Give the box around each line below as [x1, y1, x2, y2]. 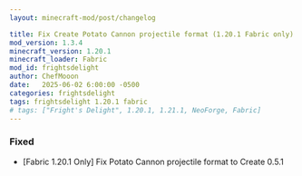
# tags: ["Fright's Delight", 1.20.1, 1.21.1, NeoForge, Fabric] [9, 105, 261, 114]
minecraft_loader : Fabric [9, 55, 107, 64]
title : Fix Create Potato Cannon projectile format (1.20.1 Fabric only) [9, 29, 295, 39]
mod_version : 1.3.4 [9, 38, 83, 47]
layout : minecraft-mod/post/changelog [9, 13, 156, 23]
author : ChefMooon [9, 72, 79, 82]
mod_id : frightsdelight [9, 64, 100, 73]
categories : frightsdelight [9, 88, 116, 98]
